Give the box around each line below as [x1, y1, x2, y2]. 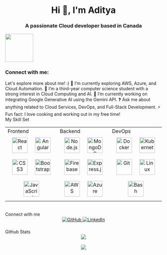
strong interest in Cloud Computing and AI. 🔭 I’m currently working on [5, 91, 148, 97]
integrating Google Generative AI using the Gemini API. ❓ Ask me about [5, 96, 151, 102]
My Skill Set [5, 116, 30, 122]
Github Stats [5, 229, 31, 235]
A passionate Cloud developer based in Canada [25, 22, 142, 29]
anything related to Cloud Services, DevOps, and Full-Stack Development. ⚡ [5, 104, 161, 110]
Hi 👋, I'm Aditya [51, 4, 116, 16]
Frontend [7, 127, 29, 134]
